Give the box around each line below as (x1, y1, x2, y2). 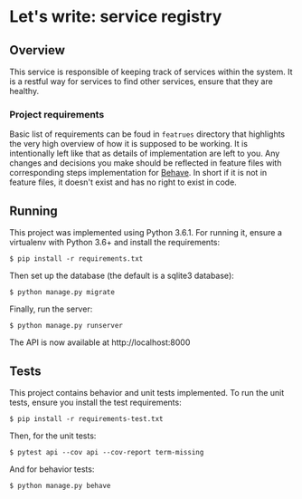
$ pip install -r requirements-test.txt (9, 414, 165, 423)
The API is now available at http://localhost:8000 (9, 337, 191, 348)
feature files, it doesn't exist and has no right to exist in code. (9, 177, 237, 187)
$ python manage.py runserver (9, 321, 124, 331)
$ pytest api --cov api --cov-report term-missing (9, 447, 204, 456)
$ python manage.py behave (9, 481, 111, 490)
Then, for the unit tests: (9, 430, 97, 441)
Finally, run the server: (9, 303, 93, 314)
